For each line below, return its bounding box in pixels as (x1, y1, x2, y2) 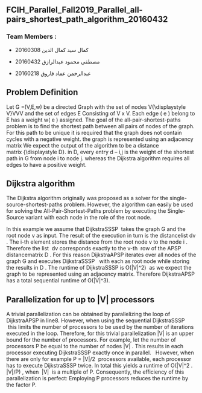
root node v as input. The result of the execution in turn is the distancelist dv (6, 232, 196, 239)
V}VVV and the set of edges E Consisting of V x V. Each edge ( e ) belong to (6, 109, 195, 117)
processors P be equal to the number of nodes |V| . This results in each (6, 343, 184, 350)
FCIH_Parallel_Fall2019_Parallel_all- (6, 5, 143, 15)
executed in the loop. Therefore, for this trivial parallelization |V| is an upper (6, 330, 194, 337)
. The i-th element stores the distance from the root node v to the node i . (6, 238, 188, 245)
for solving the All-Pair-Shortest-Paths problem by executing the (6, 207, 166, 215)
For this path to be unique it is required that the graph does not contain (6, 129, 182, 136)
